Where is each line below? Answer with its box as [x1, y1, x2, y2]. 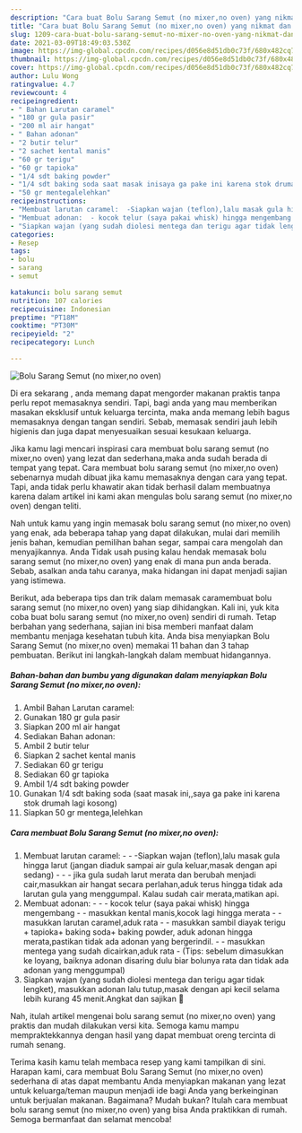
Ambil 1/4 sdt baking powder [22, 778, 129, 789]
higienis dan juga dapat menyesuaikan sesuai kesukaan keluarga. [10, 425, 252, 436]
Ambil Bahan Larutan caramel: [22, 702, 135, 713]
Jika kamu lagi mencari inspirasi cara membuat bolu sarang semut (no [10, 443, 270, 454]
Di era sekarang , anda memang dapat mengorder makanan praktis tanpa [10, 388, 280, 398]
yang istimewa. [10, 575, 66, 586]
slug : [10, 30, 30, 39]
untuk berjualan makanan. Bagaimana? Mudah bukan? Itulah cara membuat [10, 1094, 289, 1105]
